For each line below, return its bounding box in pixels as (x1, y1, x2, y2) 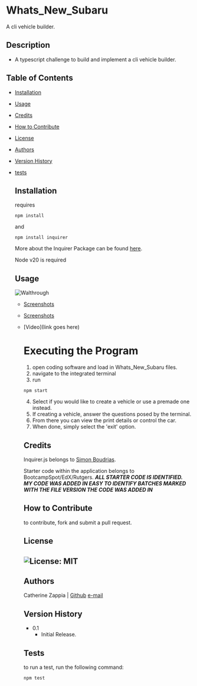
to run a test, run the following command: (23, 664, 124, 671)
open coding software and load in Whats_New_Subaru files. (32, 364, 178, 371)
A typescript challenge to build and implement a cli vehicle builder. (14, 55, 176, 63)
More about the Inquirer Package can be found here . (14, 245, 143, 252)
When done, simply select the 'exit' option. (32, 423, 136, 430)
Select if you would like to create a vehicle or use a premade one (32, 398, 190, 405)
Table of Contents (6, 73, 74, 83)
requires (14, 201, 35, 208)
